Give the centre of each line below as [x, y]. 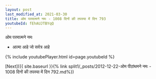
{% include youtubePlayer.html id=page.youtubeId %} [60, 57]
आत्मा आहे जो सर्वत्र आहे [31, 47]
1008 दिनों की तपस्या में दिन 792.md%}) [39, 72]
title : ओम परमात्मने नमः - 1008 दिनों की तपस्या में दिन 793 [56, 19]
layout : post [19, 10]
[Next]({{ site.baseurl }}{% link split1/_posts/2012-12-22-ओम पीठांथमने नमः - [78, 66]
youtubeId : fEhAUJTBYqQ [30, 23]
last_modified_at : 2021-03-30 [36, 14]
